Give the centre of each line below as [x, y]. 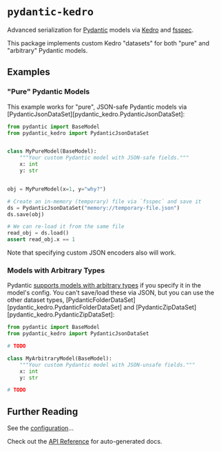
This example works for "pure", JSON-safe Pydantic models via [97, 107]
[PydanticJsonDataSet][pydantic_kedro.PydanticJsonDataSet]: [96, 114]
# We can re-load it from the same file [66, 227]
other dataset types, [36, 300]
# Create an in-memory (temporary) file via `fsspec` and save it [104, 202]
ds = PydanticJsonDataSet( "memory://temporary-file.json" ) [94, 208]
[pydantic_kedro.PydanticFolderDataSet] [65, 308]
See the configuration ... [41, 428]
